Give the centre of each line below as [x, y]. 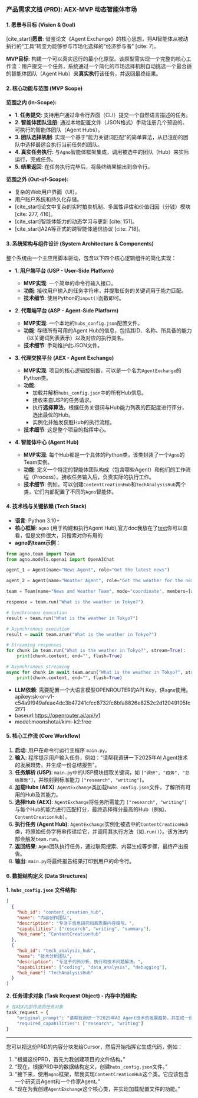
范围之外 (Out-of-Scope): [37, 179]
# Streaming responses [34, 645]
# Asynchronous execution [38, 629]
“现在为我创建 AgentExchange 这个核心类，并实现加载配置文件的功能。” [98, 1089]
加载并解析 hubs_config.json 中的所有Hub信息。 [90, 392]
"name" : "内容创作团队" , [44, 918]
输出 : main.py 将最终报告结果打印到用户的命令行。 [74, 861]
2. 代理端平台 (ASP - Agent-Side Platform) [67, 310]
